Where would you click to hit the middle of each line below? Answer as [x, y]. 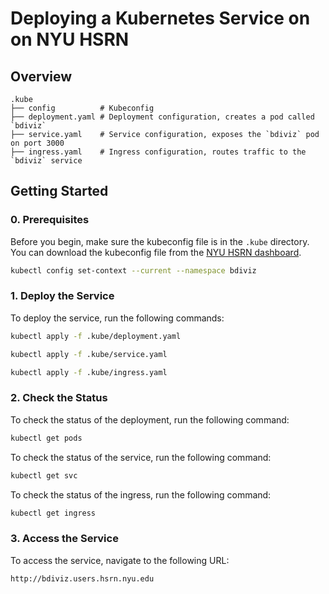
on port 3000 [37, 143]
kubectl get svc [44, 475]
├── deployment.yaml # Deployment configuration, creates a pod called [162, 117]
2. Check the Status [59, 398]
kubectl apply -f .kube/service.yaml [89, 354]
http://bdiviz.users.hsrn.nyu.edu [82, 578]
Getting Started [59, 191]
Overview [41, 76]
